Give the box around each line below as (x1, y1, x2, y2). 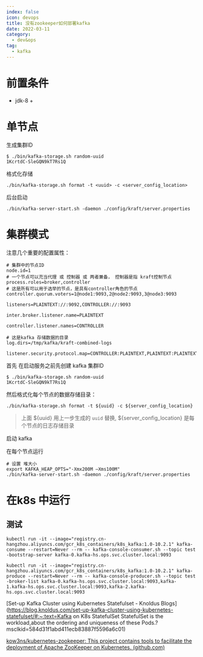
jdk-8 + (14, 96, 34, 104)
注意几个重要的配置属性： (6, 249, 70, 256)
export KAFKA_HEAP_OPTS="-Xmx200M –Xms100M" (6, 466, 120, 472)
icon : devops (6, 15, 39, 21)
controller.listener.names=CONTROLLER (6, 323, 104, 329)
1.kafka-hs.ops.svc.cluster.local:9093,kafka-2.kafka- (6, 584, 147, 590)
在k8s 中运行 (6, 493, 71, 507)
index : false (6, 8, 39, 15)
